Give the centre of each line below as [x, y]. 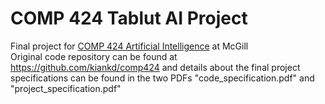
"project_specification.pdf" [66, 88]
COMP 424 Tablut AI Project [129, 18]
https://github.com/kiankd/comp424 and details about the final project [155, 67]
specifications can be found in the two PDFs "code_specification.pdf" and [162, 78]
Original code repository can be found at [94, 56]
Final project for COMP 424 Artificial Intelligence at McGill [129, 46]
